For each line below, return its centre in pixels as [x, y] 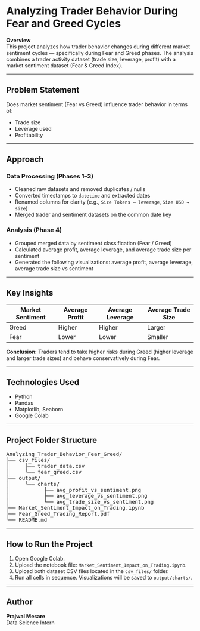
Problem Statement [43, 90]
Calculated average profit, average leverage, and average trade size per [103, 250]
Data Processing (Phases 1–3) [50, 176]
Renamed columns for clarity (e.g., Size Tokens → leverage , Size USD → [102, 202]
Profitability [29, 135]
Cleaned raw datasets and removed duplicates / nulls [80, 189]
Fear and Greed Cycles [63, 24]
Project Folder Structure [52, 440]
